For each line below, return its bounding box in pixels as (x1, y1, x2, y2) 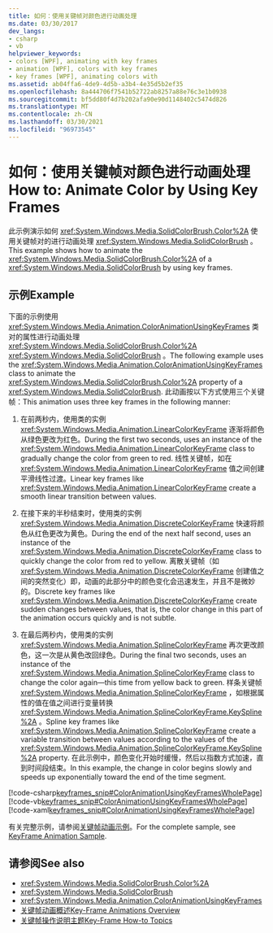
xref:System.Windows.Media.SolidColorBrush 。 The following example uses (8, 351, 264, 360)
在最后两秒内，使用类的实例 (19, 630, 114, 639)
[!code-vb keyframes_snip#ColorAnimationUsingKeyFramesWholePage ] (8, 796, 248, 806)
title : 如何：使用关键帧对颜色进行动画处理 (8, 11, 137, 20)
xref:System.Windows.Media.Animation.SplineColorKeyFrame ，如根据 (19, 687, 258, 697)
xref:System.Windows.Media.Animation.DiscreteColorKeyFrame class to (19, 546, 262, 556)
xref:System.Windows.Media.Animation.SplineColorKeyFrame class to (19, 668, 255, 678)
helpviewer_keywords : (8, 50, 82, 58)
